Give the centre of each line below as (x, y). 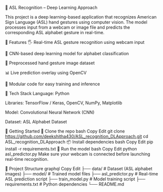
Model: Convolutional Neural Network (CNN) (50, 112)
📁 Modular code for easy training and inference (52, 84)
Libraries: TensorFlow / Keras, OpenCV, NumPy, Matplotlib (64, 103)
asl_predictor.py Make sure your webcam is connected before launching (78, 154)
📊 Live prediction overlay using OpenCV (46, 73)
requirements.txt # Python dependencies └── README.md (65, 184)
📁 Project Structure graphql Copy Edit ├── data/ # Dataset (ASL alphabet (79, 169)
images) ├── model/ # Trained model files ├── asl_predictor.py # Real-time (82, 174)
